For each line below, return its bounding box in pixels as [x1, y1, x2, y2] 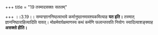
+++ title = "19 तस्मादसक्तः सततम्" [5, 4, 68, 10]
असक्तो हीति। [5, 25, 27, 31]
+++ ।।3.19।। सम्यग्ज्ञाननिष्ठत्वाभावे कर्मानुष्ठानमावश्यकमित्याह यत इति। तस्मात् [5, 14, 135, 19]
